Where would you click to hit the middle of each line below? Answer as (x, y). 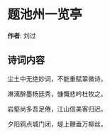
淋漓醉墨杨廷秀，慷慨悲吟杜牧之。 (57, 94)
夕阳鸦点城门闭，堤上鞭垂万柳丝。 (57, 124)
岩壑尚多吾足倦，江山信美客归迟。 (57, 109)
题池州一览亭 (45, 15)
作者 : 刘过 (22, 36)
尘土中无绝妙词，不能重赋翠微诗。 (57, 78)
